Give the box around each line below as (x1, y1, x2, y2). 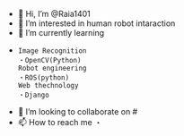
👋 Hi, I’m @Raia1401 (17, 9, 92, 19)
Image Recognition (17, 47, 87, 55)
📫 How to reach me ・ (17, 117, 103, 127)
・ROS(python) (17, 73, 70, 82)
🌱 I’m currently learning (17, 28, 105, 38)
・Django (17, 90, 49, 99)
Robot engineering (17, 64, 87, 72)
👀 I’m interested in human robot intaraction (17, 18, 176, 29)
